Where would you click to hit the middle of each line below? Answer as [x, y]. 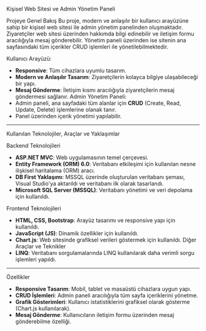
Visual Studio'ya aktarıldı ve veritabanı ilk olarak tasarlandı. [90, 184]
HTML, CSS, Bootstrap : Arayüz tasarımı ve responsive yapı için [95, 220]
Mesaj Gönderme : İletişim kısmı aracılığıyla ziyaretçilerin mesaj [95, 90]
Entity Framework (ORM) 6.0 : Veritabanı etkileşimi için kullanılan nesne [105, 164]
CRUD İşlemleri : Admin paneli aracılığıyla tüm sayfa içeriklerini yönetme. [106, 295]
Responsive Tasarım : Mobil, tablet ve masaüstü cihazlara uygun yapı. [103, 289]
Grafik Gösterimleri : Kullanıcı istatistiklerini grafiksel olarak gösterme [102, 302]
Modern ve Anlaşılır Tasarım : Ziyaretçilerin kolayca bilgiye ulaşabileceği [106, 77]
